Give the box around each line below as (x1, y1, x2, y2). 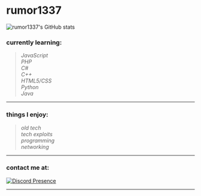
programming (20, 137, 55, 144)
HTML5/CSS (20, 77, 52, 84)
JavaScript (20, 52, 48, 59)
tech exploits (20, 130, 53, 137)
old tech (20, 124, 41, 131)
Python (20, 84, 39, 91)
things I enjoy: (6, 111, 49, 119)
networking (20, 143, 49, 150)
